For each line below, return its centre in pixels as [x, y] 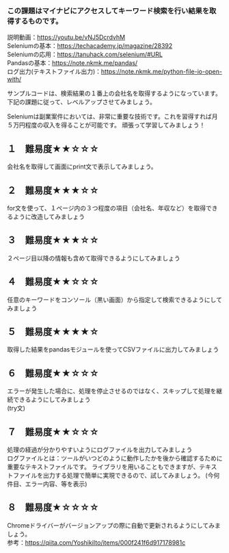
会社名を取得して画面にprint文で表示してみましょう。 [82, 167]
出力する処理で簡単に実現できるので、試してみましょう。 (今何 [131, 475]
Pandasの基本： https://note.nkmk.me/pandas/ [72, 63]
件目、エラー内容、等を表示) [47, 484]
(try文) [16, 408]
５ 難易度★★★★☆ [53, 331]
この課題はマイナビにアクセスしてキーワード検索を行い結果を [108, 10]
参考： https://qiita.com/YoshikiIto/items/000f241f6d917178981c [96, 542]
